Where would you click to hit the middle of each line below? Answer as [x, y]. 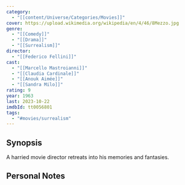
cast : [13, 62]
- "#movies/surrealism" [41, 118]
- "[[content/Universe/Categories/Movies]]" [68, 17]
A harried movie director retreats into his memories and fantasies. [88, 157]
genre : [14, 29]
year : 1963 [20, 96]
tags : [13, 113]
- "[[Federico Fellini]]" [44, 57]
